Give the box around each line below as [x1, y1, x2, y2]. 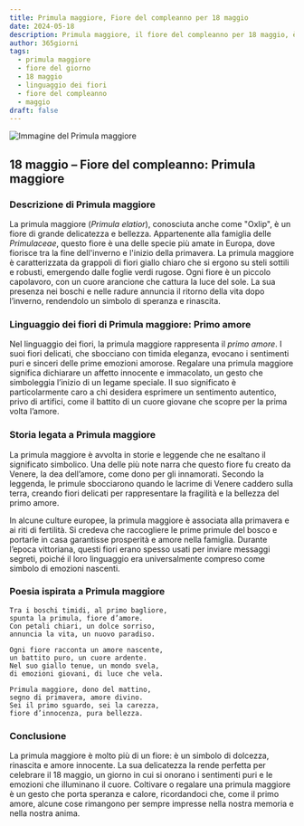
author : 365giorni [9, 38, 79, 48]
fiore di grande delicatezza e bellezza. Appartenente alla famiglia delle [9, 228, 271, 239]
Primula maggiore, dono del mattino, [9, 685, 152, 694]
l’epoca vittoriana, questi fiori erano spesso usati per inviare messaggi [9, 544, 271, 555]
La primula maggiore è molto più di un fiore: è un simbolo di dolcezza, [9, 750, 270, 761]
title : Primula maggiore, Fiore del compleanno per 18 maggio [9, 13, 249, 23]
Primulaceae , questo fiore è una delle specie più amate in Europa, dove [9, 237, 276, 249]
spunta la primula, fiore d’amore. [9, 613, 144, 622]
